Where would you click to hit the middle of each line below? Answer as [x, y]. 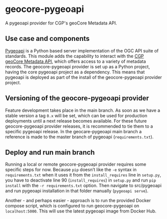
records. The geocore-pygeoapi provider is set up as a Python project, [78, 66]
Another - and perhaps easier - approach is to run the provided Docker [78, 201]
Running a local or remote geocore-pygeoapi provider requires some [76, 164]
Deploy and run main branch [50, 152]
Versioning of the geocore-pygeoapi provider [77, 98]
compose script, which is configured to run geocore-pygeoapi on [72, 206]
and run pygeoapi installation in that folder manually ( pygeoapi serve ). [77, 191]
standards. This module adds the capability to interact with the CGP [75, 56]
